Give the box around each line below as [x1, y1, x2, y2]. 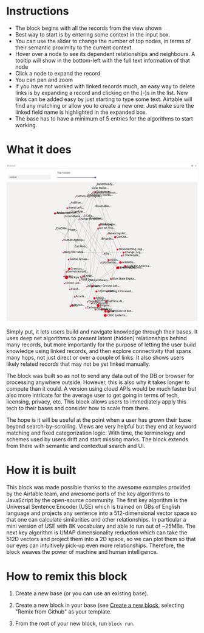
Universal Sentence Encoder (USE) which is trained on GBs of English [6, 503, 180, 511]
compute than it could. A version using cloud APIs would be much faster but [6, 385, 197, 393]
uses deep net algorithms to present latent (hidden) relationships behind [6, 335, 187, 342]
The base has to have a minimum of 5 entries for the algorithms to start [15, 114, 193, 122]
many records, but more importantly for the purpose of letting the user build [6, 341, 196, 348]
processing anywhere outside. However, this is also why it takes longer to [6, 379, 190, 386]
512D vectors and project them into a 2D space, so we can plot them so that [6, 536, 196, 543]
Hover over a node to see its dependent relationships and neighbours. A [15, 50, 195, 57]
